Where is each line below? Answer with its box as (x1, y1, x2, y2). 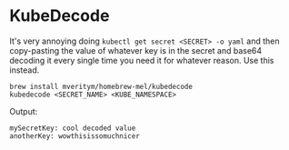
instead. (9, 65, 40, 75)
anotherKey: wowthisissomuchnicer (9, 131, 141, 141)
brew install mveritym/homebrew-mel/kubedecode (9, 82, 194, 91)
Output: (9, 105, 38, 116)
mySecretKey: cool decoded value (9, 124, 136, 133)
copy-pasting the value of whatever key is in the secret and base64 (9, 45, 263, 55)
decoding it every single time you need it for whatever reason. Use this (9, 55, 274, 65)
